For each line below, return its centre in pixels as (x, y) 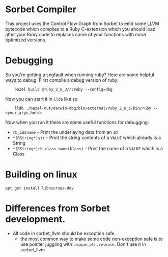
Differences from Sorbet (58, 208)
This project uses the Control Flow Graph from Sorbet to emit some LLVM (82, 24)
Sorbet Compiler (41, 9)
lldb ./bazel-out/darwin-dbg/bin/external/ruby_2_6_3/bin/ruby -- (86, 108)
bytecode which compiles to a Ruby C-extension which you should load (80, 29)
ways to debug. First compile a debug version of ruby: (62, 80)
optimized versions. (26, 40)
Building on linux (41, 174)
